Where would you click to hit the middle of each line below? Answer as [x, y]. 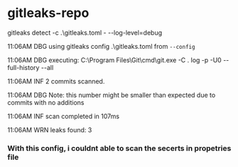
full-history [23, 67]
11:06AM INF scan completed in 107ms [63, 116]
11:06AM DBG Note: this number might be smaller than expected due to [112, 95]
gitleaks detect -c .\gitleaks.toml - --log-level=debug [85, 33]
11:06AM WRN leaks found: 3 [50, 129]
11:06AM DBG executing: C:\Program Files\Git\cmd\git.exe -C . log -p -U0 [114, 60]
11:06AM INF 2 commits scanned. [56, 81]
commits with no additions [46, 102]
